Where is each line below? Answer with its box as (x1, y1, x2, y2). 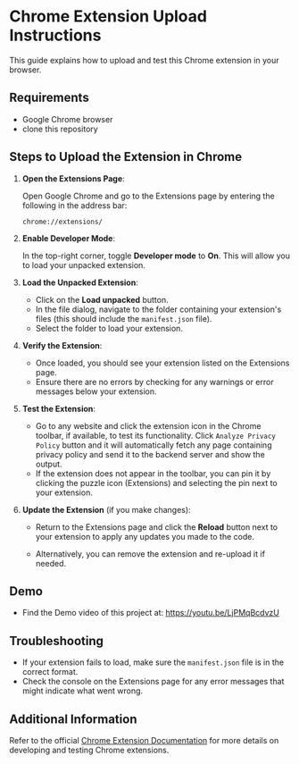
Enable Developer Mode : (21, 232, 116, 243)
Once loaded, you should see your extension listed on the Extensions (35, 357, 290, 368)
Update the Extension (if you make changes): (21, 504, 191, 515)
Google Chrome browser (21, 113, 113, 124)
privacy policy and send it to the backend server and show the (35, 449, 265, 459)
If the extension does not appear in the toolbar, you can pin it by (35, 467, 271, 479)
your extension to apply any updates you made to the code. (35, 531, 254, 542)
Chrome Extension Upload (9, 6, 208, 27)
